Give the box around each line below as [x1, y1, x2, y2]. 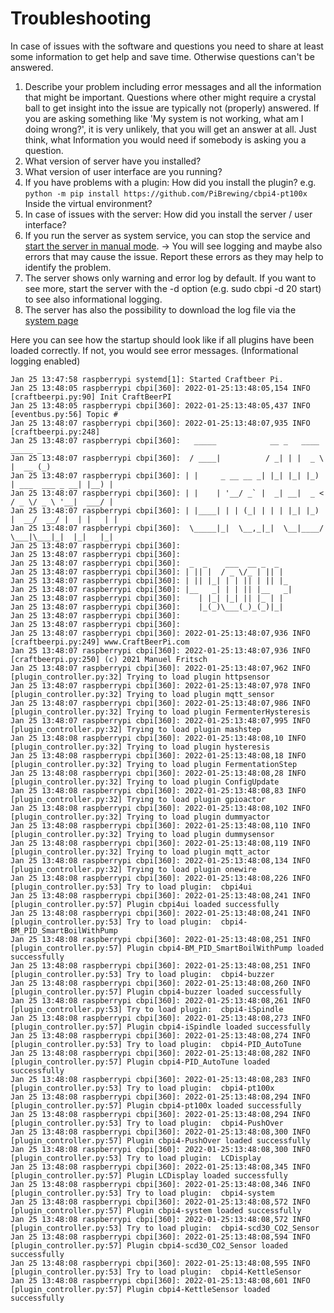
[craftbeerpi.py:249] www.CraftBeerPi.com [10, 637, 190, 647]
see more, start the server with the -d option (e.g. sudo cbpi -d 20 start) [24, 282, 322, 294]
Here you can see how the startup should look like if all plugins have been [10, 333, 315, 346]
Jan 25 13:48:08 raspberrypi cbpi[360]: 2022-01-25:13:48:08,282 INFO [10, 1048, 311, 1058]
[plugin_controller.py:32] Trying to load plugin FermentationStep [10, 759, 298, 769]
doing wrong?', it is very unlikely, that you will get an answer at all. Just [24, 123, 317, 135]
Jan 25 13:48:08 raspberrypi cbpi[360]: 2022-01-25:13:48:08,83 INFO [10, 785, 307, 796]
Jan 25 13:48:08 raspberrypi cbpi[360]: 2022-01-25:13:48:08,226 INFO [10, 873, 311, 883]
